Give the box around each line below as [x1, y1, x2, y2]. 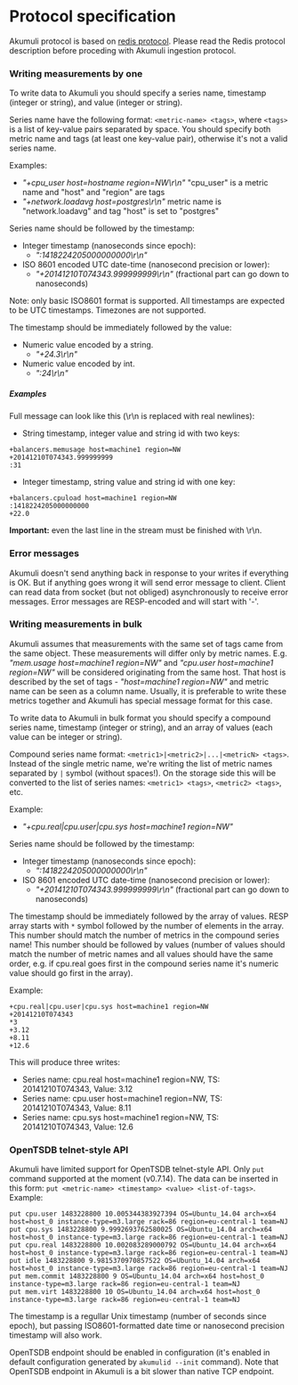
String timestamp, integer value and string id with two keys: [21, 428, 240, 438]
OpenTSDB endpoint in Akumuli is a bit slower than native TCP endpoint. [9, 1366, 274, 1377]
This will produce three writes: [9, 1056, 120, 1067]
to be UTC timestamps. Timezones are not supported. [9, 305, 206, 316]
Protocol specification [9, 6, 176, 27]
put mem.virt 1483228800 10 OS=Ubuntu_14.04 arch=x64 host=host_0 [9, 1288, 261, 1297]
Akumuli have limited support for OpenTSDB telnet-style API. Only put [9, 1164, 265, 1175]
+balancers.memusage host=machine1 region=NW [9, 446, 181, 455]
